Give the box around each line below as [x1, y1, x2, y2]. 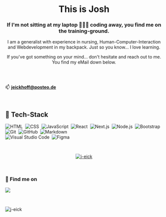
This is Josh [58, 3, 110, 15]
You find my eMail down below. [51, 59, 116, 65]
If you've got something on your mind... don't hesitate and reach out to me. [6, 54, 161, 60]
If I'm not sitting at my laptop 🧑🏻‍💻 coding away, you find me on [6, 21, 161, 28]
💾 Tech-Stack [5, 110, 48, 118]
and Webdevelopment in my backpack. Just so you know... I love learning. [7, 44, 160, 50]
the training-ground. [58, 27, 109, 34]
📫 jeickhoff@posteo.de [5, 84, 56, 90]
